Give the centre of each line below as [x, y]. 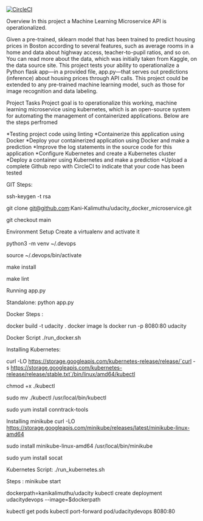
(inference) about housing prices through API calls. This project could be [97, 78]
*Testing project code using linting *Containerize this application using [95, 134]
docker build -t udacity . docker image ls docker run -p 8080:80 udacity [96, 326]
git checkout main [29, 220]
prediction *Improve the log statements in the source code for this [89, 147]
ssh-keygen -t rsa [29, 196]
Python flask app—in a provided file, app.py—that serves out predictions [97, 72]
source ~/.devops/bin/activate [44, 255]
